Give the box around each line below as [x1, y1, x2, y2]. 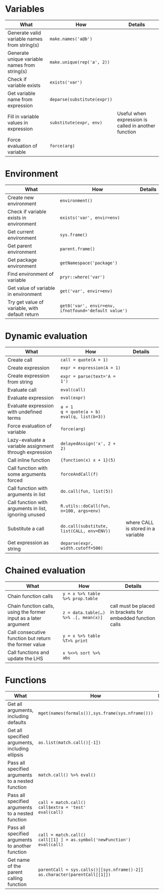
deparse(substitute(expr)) [49, 96, 113, 102]
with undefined [7, 408, 42, 415]
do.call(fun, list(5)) [60, 488, 113, 494]
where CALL [125, 519, 154, 526]
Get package [7, 256, 37, 263]
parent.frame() [60, 246, 95, 251]
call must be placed [110, 603, 155, 609]
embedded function [110, 615, 155, 622]
